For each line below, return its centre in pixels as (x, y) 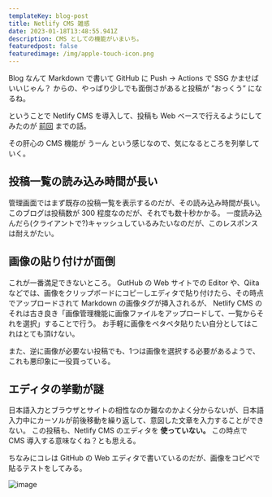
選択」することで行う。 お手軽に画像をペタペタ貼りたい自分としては (137, 323)
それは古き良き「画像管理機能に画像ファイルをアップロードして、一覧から (133, 313)
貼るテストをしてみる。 (47, 468)
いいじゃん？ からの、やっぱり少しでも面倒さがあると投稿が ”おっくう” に (132, 88)
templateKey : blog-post (49, 16)
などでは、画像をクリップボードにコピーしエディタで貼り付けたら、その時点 (136, 292)
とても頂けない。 (51, 333)
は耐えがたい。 (33, 233)
